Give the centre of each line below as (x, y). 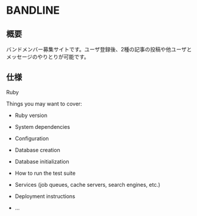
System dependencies (42, 126)
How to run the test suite (45, 173)
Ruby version (31, 115)
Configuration (32, 138)
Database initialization (42, 161)
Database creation (38, 150)
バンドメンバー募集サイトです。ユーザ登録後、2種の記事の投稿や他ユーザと (99, 49)
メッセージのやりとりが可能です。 (48, 57)
